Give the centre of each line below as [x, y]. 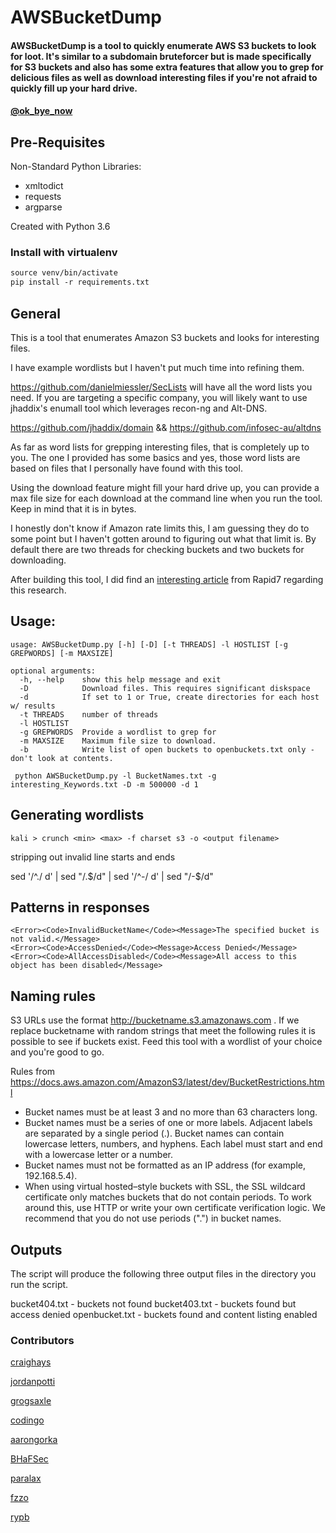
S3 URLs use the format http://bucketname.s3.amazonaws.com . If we [155, 1020]
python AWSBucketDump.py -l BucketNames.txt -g [115, 776]
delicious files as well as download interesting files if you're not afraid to [164, 77]
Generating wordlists [77, 815]
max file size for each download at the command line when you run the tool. [166, 498]
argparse [43, 207]
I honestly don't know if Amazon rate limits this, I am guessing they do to [160, 528]
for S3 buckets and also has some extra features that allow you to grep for [167, 67]
